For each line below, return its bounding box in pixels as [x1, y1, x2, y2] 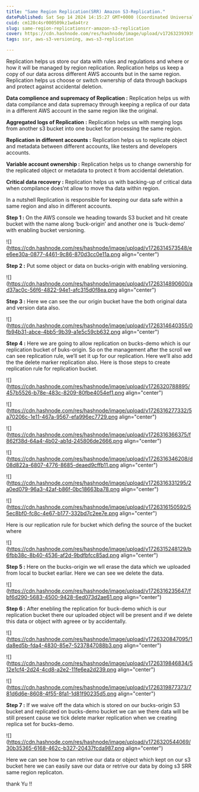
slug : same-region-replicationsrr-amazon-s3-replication [6, 25, 150, 31]
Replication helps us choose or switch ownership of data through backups [6, 77, 188, 84]
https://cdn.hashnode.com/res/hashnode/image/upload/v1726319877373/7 [8, 684, 192, 690]
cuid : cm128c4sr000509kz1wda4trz [6, 20, 89, 26]
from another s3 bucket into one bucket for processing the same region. [6, 125, 182, 132]
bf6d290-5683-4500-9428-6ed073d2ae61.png [6, 594, 123, 600]
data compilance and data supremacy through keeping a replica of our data [6, 101, 191, 107]
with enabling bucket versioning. [6, 227, 86, 233]
